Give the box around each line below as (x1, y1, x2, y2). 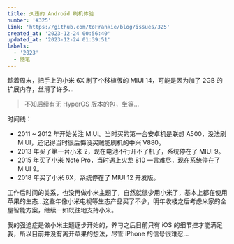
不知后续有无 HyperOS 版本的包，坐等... (24, 100, 140, 108)
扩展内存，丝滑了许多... (7, 85, 75, 93)
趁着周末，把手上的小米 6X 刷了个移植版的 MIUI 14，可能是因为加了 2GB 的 (7, 76, 224, 84)
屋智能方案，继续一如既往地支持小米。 (7, 205, 117, 214)
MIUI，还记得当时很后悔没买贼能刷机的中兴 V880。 (17, 138, 166, 147)
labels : (7, 43, 30, 50)
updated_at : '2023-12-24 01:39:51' (7, 36, 111, 43)
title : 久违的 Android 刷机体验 (7, 10, 94, 18)
